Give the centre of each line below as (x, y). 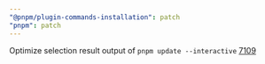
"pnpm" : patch (35, 25)
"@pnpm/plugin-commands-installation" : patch (94, 17)
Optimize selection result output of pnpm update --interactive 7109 (133, 50)
